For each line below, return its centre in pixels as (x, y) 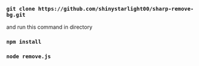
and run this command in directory (49, 27)
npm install (24, 42)
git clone (21, 9)
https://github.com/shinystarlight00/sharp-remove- (116, 9)
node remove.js (29, 57)
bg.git (16, 15)
